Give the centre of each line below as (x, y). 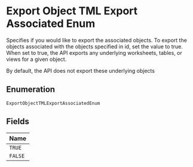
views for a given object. (36, 59)
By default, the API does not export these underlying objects (81, 70)
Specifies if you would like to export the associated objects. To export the (96, 40)
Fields (18, 121)
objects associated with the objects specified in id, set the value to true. (95, 47)
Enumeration (31, 90)
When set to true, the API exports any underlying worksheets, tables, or (94, 52)
